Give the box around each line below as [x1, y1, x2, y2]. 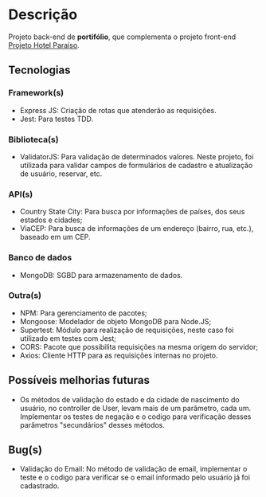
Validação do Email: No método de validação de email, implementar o [19, 464, 248, 474]
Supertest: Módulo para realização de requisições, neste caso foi [19, 325, 234, 335]
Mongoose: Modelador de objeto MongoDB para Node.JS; [19, 316, 212, 326]
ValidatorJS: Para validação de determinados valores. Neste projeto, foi [19, 151, 254, 161]
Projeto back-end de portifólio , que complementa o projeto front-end [8, 32, 237, 41]
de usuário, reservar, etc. [19, 169, 103, 178]
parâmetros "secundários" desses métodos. [19, 420, 166, 429]
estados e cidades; [19, 215, 83, 225]
